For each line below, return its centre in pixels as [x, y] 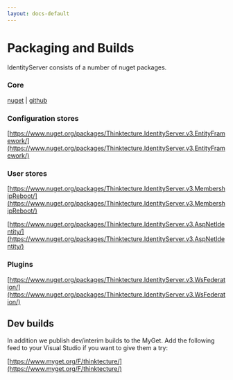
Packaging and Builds [71, 48]
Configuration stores [43, 118]
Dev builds [31, 324]
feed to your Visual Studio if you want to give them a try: [88, 347]
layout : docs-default [38, 14]
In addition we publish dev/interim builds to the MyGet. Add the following [111, 340]
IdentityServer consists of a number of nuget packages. [87, 67]
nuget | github [27, 100]
